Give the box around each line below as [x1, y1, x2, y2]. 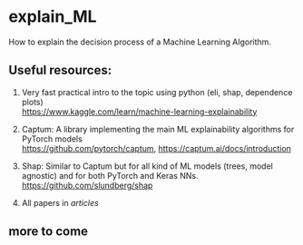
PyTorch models [21, 133, 83, 144]
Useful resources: [8, 63, 112, 78]
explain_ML [8, 6, 97, 27]
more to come [8, 224, 88, 240]
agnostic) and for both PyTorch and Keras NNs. [21, 170, 199, 181]
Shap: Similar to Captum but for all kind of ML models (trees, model [21, 161, 273, 171]
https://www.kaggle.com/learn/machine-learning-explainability [21, 106, 258, 117]
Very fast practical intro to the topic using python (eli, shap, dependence [21, 86, 293, 97]
